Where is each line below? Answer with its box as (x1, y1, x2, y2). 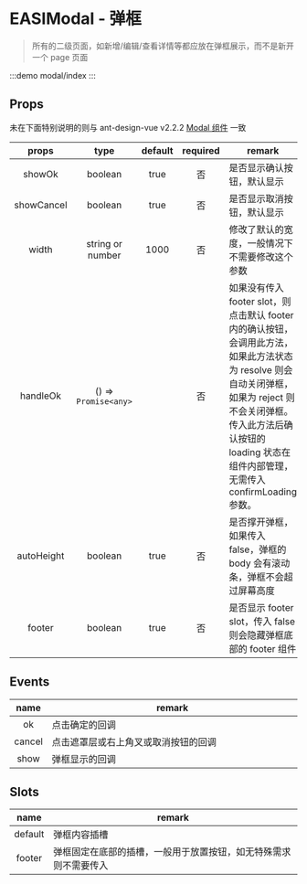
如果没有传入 (228, 281, 285, 293)
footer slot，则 (228, 294, 291, 307)
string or (86, 237, 123, 250)
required (182, 144, 221, 156)
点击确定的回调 (51, 719, 117, 731)
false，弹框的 (228, 543, 287, 556)
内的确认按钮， (228, 322, 294, 335)
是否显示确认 (228, 161, 285, 174)
